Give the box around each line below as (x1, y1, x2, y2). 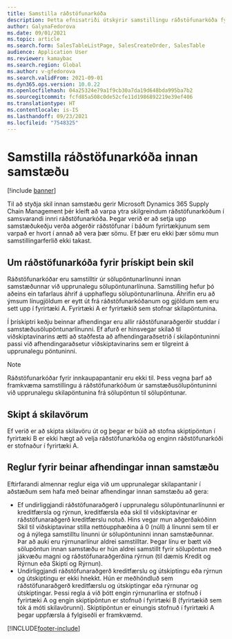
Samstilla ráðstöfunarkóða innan (7, 149, 198, 164)
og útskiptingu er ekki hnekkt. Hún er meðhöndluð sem (17, 574, 174, 582)
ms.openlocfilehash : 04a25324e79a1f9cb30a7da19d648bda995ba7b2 (7, 87, 193, 94)
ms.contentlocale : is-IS (7, 106, 79, 113)
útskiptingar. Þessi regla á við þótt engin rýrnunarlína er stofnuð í (17, 589, 202, 597)
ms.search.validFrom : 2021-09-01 (7, 74, 104, 82)
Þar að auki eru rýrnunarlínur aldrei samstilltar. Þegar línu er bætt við (17, 537, 212, 546)
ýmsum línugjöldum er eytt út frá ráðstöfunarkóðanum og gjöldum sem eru (7, 297, 220, 305)
